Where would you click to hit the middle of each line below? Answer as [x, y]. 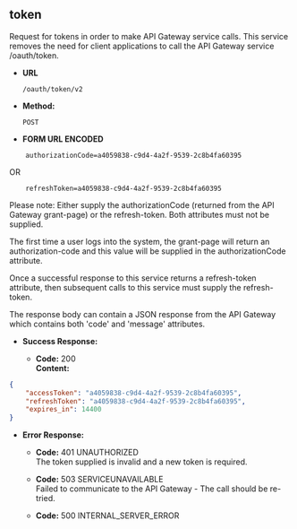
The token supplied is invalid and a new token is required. [141, 462]
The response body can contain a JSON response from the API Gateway [143, 314]
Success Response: [60, 341]
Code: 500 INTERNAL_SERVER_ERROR [107, 516]
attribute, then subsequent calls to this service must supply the [125, 287]
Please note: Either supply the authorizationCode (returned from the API [142, 204]
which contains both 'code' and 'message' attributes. [107, 324]
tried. [45, 499]
